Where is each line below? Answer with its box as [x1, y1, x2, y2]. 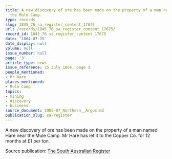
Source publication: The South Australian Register [5, 148, 111, 154]
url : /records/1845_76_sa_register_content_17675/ [5, 27, 116, 32]
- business [5, 103, 29, 109]
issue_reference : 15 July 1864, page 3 [5, 65, 91, 70]
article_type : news [5, 60, 47, 65]
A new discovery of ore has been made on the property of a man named [5, 127, 158, 133]
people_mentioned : [5, 70, 45, 75]
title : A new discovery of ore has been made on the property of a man [5, 7, 161, 13]
